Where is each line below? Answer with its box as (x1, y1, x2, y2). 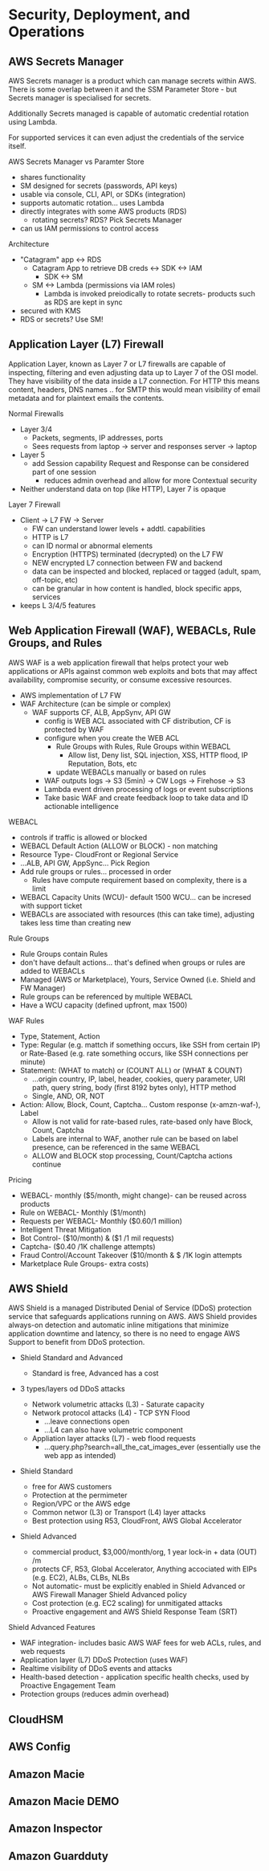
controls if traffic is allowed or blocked (19, 832, 147, 842)
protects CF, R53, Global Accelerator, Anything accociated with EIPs (31, 1564, 257, 1574)
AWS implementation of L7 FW (19, 690, 122, 700)
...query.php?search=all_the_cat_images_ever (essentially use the (43, 1442, 261, 1452)
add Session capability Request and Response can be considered (31, 458, 249, 468)
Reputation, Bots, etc (67, 758, 137, 768)
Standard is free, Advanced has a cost (31, 1368, 159, 1379)
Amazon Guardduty (8, 1849, 108, 1863)
